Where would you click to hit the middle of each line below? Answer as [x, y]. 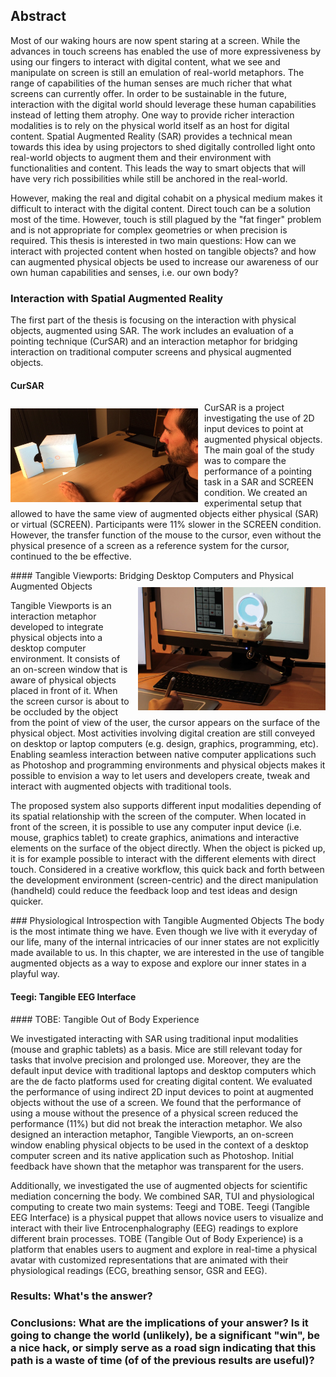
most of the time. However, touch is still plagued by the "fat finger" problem [166, 219]
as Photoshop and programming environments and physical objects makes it [168, 765]
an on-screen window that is [69, 670]
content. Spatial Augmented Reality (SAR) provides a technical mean [151, 136]
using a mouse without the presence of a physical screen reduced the [154, 1113]
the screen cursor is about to [70, 701]
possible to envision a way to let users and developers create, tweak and [160, 776]
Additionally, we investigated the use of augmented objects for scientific [159, 1185]
